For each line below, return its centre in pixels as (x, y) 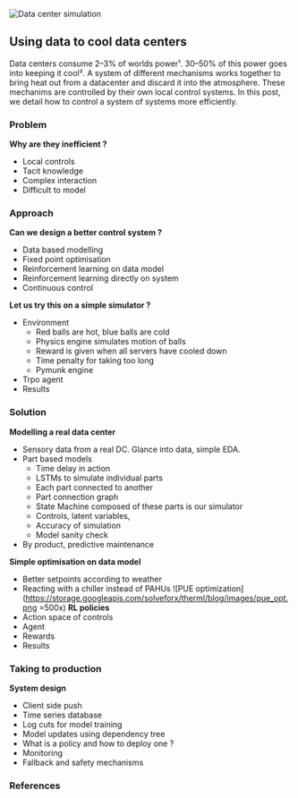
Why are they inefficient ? (58, 144)
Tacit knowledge (53, 171)
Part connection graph (77, 497)
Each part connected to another (94, 487)
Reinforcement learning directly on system (100, 278)
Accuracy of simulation (78, 525)
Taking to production (55, 668)
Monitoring (42, 753)
